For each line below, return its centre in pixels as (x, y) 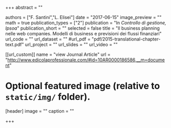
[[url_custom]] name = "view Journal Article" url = (58, 54)
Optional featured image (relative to (83, 86)
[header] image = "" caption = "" (40, 111)
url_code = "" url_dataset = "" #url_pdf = (48, 39)
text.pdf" (15, 45)
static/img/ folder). (48, 97)
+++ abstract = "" (24, 7)
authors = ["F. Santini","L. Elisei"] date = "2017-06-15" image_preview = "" (83, 17)
